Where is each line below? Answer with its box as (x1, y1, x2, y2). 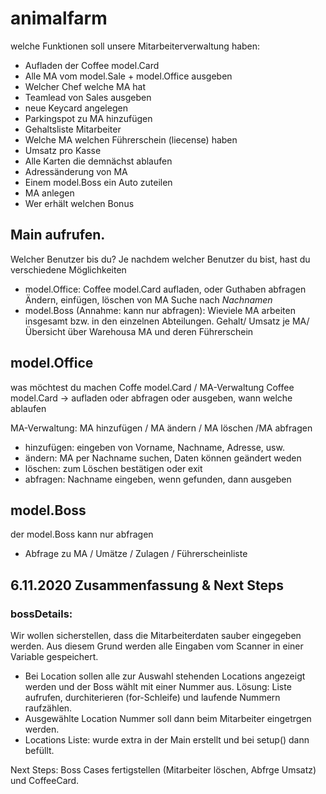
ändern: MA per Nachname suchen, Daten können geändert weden (24, 452, 302, 464)
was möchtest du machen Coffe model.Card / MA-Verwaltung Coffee (10, 381, 295, 393)
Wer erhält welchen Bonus (24, 197, 135, 209)
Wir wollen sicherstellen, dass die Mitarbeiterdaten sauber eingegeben (10, 630, 302, 642)
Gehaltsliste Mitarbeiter (24, 123, 122, 135)
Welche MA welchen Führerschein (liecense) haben (24, 133, 238, 146)
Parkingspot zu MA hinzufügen (24, 112, 153, 124)
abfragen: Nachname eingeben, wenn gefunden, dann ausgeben (24, 473, 292, 485)
